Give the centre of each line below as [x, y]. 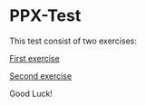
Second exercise [41, 76]
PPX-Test [45, 16]
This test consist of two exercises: [73, 41]
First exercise [35, 58]
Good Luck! [31, 93]
